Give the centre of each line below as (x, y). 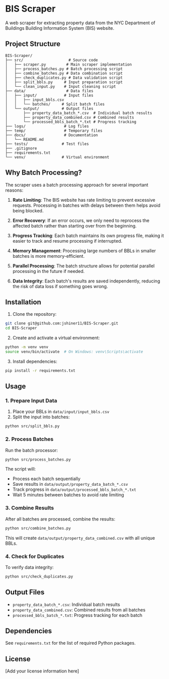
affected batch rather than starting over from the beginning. (75, 225)
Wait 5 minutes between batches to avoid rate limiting (68, 495)
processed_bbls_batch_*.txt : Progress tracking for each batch (77, 615)
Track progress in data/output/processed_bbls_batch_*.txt (74, 489)
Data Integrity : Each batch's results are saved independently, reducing (86, 281)
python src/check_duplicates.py (39, 576)
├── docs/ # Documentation (52, 135)
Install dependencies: (35, 361)
